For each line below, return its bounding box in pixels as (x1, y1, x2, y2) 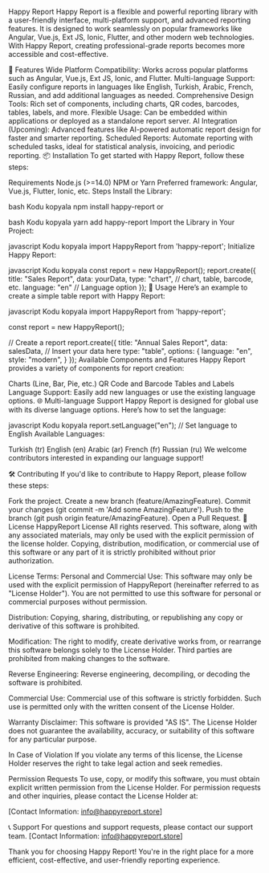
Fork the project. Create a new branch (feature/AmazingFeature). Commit (8, 497, 251, 506)
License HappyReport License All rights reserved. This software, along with (8, 522, 258, 531)
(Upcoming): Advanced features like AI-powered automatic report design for (8, 124, 262, 134)
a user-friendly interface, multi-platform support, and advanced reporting (8, 15, 251, 25)
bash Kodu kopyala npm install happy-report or (8, 202, 165, 211)
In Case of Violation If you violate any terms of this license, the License (8, 750, 243, 759)
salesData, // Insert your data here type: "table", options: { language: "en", (8, 347, 253, 355)
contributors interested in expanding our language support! (8, 453, 205, 462)
